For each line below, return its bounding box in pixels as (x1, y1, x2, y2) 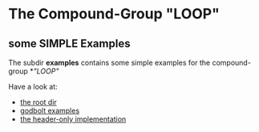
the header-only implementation (19, 114, 127, 124)
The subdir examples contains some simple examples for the (8, 58, 211, 67)
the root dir (19, 98, 58, 106)
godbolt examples (19, 106, 80, 115)
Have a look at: (8, 82, 58, 91)
